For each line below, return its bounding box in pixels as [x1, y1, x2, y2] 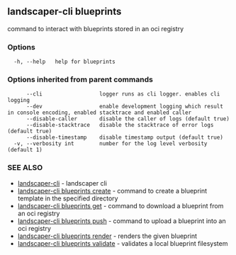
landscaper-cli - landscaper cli [17, 178, 108, 187]
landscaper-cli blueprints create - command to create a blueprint [17, 186, 208, 195]
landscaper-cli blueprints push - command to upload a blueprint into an [17, 216, 226, 225]
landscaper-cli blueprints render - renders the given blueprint [17, 232, 197, 240]
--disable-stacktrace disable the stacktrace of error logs [26, 122, 214, 129]
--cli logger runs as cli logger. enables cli [26, 91, 220, 98]
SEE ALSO [7, 163, 43, 173]
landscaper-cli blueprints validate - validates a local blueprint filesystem [17, 239, 228, 247]
